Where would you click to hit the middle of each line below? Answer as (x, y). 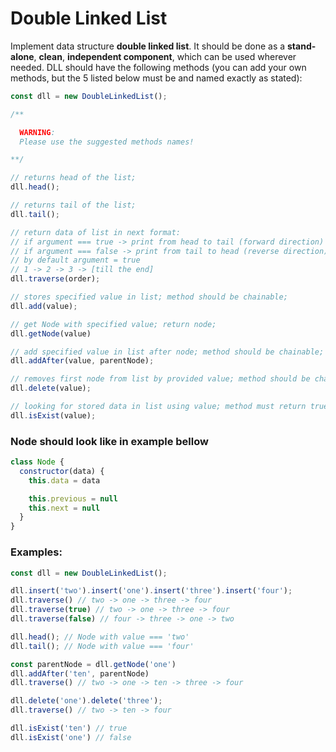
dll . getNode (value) (51, 333)
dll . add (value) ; (44, 306)
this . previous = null (73, 498)
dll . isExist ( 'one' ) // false (71, 737)
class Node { (37, 462)
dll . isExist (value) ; (53, 415)
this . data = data (64, 480)
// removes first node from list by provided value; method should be (160, 379)
